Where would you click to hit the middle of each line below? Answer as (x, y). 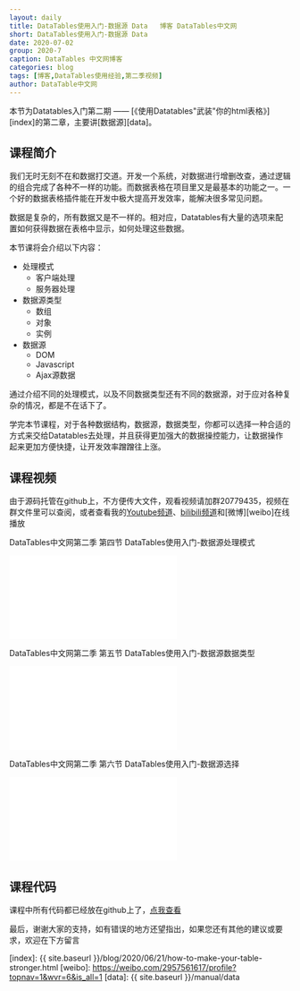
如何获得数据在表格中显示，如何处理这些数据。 (103, 228)
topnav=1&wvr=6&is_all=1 (56, 978)
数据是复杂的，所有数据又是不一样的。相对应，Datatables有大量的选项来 (142, 218)
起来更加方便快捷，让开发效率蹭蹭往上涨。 (87, 447)
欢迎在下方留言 (52, 940)
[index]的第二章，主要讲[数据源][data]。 (83, 122)
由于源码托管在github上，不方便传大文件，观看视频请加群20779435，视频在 (150, 501)
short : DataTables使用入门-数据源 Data (79, 34)
